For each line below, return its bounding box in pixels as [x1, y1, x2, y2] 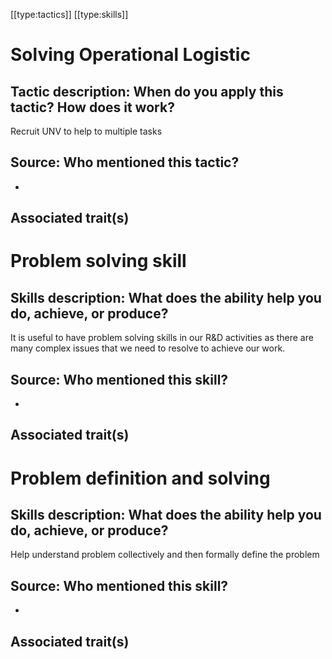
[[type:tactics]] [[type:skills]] [10, 9, 129, 20]
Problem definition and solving [10, 467, 271, 489]
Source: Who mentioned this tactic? [10, 154, 240, 171]
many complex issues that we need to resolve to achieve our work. [10, 342, 286, 354]
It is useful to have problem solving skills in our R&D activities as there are [10, 332, 314, 344]
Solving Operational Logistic [10, 44, 251, 66]
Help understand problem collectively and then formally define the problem [10, 549, 320, 561]
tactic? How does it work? [10, 99, 175, 116]
